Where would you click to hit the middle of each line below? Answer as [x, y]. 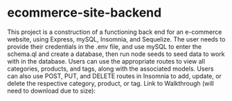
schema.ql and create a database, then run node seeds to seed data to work [116, 54]
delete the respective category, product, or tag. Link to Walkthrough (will [111, 83]
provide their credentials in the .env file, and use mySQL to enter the [105, 46]
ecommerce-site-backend [84, 13]
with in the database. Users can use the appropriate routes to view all [106, 61]
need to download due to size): [51, 91]
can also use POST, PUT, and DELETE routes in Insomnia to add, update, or [114, 76]
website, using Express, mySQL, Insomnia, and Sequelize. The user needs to [116, 39]
